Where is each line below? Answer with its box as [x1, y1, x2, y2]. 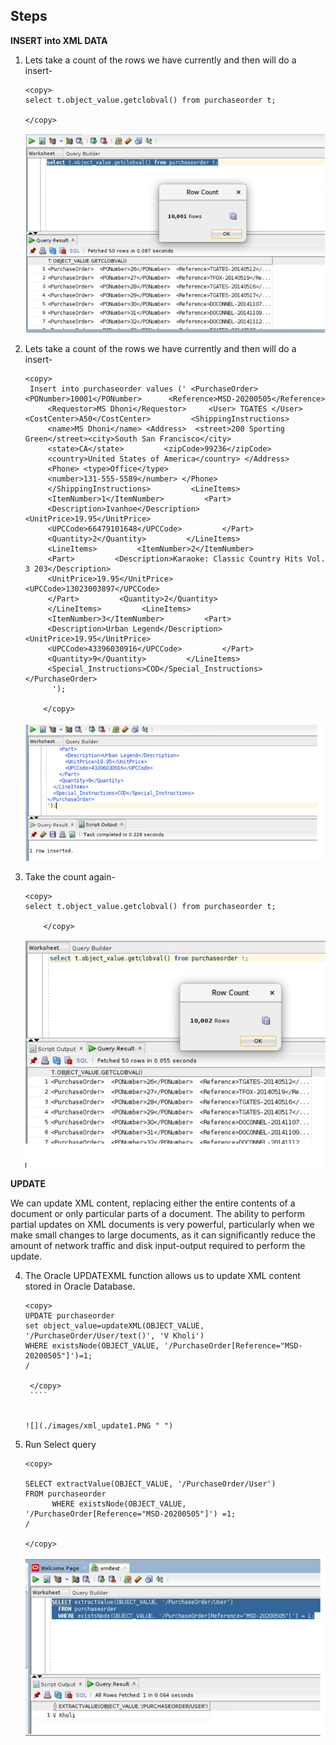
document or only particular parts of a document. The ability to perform [10, 1208, 305, 1220]
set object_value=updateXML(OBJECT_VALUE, [24, 1321, 205, 1331]
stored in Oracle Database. [24, 1280, 136, 1293]
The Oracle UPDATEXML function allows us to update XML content [24, 1270, 301, 1282]
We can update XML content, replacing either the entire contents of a [10, 1197, 296, 1209]
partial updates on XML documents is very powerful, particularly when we [10, 1219, 315, 1231]
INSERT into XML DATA [10, 34, 108, 46]
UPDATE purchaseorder [24, 1311, 115, 1321]
